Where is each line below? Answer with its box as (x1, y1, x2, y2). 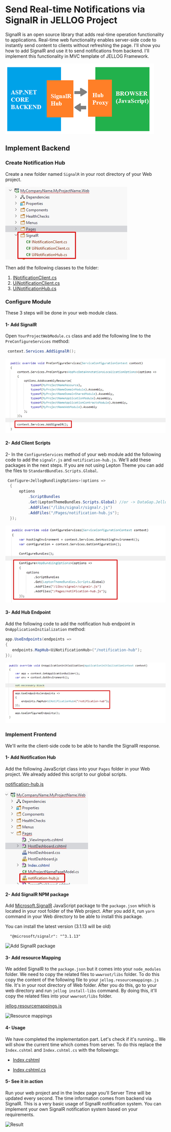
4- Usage (5, 1024, 25, 1031)
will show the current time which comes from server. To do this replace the (5, 1042, 162, 1048)
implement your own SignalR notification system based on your (5, 1106, 138, 1112)
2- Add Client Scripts (5, 440, 51, 446)
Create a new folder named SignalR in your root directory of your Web (5, 171, 152, 177)
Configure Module (5, 298, 51, 305)
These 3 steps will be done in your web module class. (5, 309, 118, 315)
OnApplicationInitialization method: (5, 626, 85, 632)
